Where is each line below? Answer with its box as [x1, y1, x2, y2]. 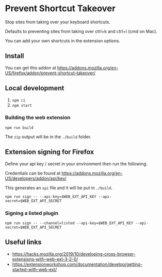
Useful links [5, 238, 42, 246]
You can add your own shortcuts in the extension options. [5, 37, 120, 44]
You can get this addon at [5, 65, 57, 70]
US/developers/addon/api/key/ [5, 175, 66, 181]
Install [5, 52, 24, 60]
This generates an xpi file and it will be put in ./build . [5, 185, 113, 190]
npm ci [12, 98, 26, 103]
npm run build [5, 125, 34, 130]
